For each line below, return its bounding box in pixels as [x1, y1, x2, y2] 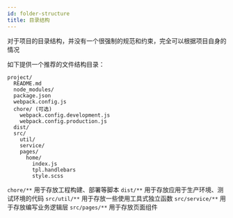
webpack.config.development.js [19, 112, 111, 119]
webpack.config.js [13, 98, 67, 105]
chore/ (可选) [13, 106, 52, 112]
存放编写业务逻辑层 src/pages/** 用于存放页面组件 [13, 203, 158, 211]
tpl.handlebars [32, 166, 77, 174]
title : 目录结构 [7, 17, 50, 24]
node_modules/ [13, 86, 54, 93]
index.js [32, 160, 58, 167]
